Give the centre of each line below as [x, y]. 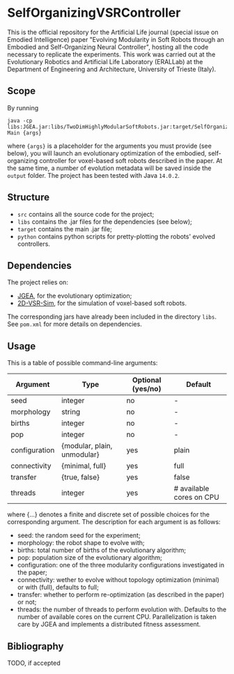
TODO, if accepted [34, 663]
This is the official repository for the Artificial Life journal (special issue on [113, 32]
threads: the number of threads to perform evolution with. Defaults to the [122, 610]
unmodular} [80, 454]
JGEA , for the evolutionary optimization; [75, 296]
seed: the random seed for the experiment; [79, 535]
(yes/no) [147, 389]
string [71, 412]
